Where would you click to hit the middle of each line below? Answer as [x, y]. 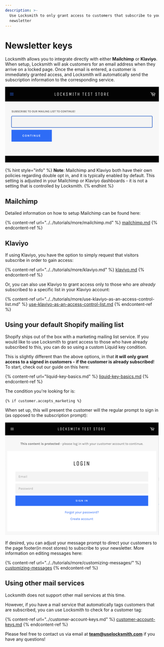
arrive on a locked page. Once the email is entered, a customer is [71, 69]
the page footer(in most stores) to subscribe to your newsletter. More [75, 548]
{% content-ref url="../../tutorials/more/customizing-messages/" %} [73, 562]
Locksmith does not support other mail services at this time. [65, 595]
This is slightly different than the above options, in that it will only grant [77, 356]
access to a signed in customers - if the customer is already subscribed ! [80, 362]
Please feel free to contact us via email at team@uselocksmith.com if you [80, 634]
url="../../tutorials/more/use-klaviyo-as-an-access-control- [95, 299]
